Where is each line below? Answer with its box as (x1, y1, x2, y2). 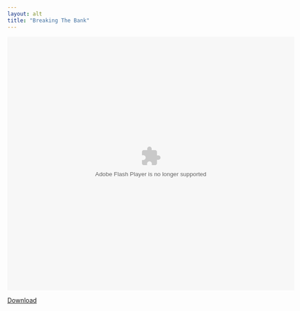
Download (7, 295, 37, 304)
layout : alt (7, 10, 42, 18)
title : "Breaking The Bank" (7, 17, 90, 24)
